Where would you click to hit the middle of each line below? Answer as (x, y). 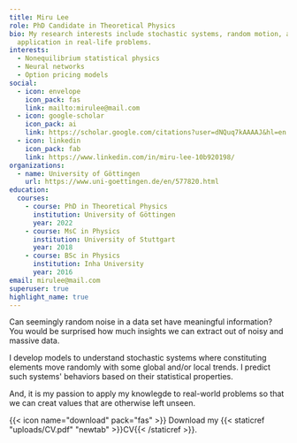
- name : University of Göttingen (79, 173)
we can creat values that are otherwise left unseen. (103, 403)
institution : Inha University (88, 264)
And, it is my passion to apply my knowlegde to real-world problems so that (147, 393)
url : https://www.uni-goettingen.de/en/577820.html (122, 182)
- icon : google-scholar (61, 116)
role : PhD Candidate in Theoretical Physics (92, 26)
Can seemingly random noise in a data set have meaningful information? (141, 322)
